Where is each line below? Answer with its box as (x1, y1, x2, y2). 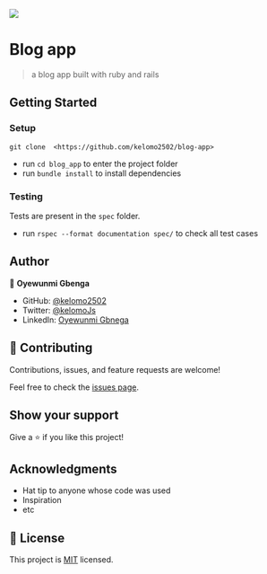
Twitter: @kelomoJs (22, 305, 97, 315)
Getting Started (9, 95, 98, 110)
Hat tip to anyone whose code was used (22, 485, 171, 496)
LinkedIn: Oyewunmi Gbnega (22, 314, 130, 325)
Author (9, 254, 49, 269)
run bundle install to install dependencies (22, 167, 182, 179)
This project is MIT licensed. (9, 553, 114, 565)
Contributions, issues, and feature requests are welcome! (9, 364, 221, 375)
